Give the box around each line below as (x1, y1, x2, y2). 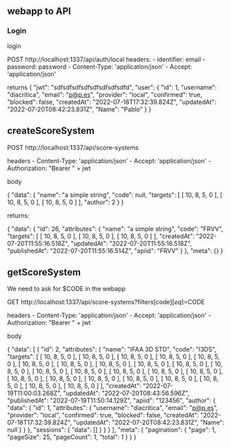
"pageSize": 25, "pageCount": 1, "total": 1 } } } (7, 433, 137, 441)
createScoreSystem (7, 125, 95, 137)
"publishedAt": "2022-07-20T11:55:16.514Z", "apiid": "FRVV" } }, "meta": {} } (7, 246, 223, 255)
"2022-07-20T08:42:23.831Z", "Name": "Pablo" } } (7, 105, 152, 113)
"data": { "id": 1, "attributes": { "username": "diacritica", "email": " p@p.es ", (7, 404, 219, 412)
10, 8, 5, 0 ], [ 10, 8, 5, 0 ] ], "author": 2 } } (7, 198, 124, 206)
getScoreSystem (7, 266, 81, 278)
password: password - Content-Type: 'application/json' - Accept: (7, 62, 192, 71)
